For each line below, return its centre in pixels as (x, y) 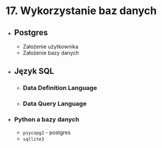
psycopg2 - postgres (47, 132)
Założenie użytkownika (50, 46)
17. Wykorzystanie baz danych (81, 11)
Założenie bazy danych (51, 53)
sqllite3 (33, 139)
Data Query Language (55, 104)
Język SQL (34, 71)
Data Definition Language (60, 88)
